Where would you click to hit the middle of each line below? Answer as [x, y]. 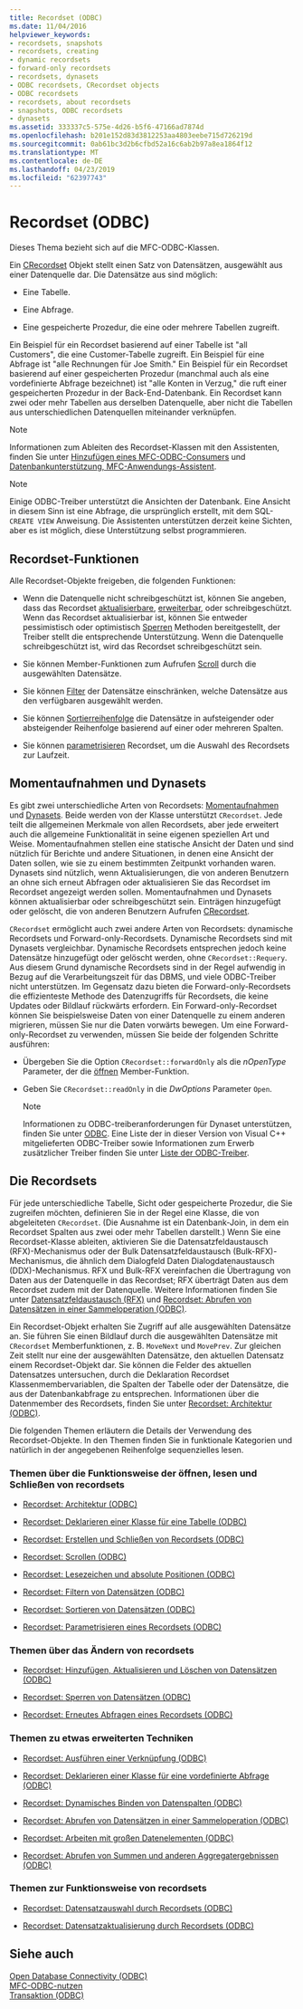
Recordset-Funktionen [74, 559]
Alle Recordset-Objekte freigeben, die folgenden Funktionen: [123, 581]
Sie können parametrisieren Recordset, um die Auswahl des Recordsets [156, 745]
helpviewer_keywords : [50, 34]
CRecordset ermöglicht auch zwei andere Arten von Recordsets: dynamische [151, 928]
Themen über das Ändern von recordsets [102, 1650]
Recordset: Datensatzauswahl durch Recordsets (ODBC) [128, 1908]
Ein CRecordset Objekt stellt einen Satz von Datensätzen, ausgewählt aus [146, 265]
